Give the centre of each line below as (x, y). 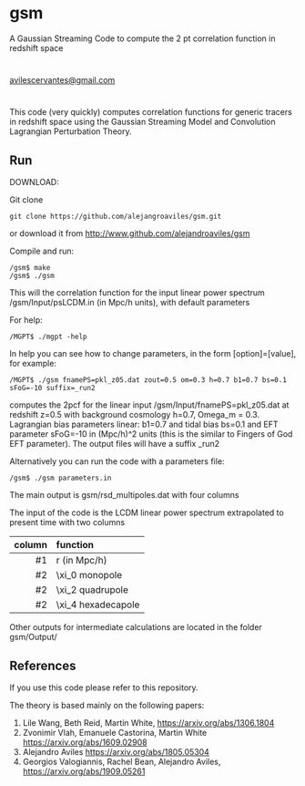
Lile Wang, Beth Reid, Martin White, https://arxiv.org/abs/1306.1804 (148, 722)
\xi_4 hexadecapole (98, 605)
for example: (33, 364)
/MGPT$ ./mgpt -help (49, 337)
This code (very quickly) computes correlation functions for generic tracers (151, 112)
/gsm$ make (30, 268)
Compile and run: (42, 251)
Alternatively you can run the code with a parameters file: (117, 461)
